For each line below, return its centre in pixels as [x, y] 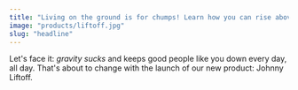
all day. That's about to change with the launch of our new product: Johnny [146, 68]
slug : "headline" [41, 34]
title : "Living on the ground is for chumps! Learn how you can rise [141, 17]
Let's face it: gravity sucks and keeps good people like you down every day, [148, 59]
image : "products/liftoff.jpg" [67, 26]
